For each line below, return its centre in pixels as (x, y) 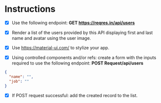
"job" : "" (19, 81)
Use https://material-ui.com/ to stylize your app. (60, 48)
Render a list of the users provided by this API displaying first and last (82, 33)
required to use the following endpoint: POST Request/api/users (78, 63)
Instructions (30, 9)
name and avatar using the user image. (51, 38)
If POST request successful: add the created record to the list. (75, 95)
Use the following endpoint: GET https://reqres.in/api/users (73, 23)
